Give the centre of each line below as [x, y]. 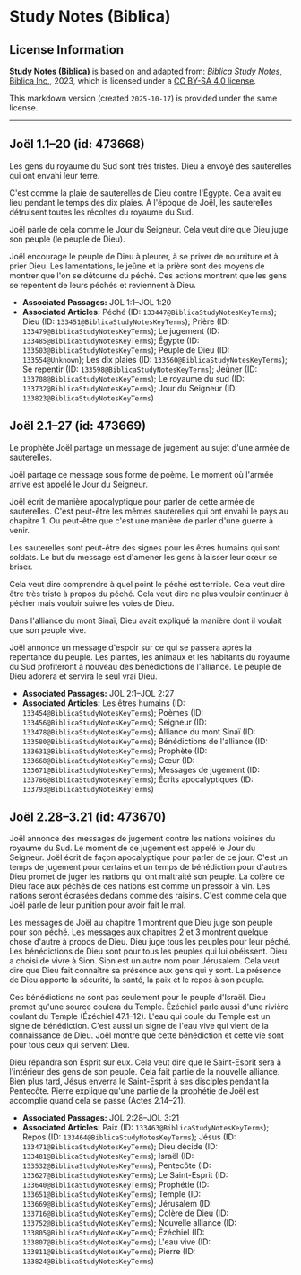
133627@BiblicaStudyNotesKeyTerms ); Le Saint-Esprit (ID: [125, 1175]
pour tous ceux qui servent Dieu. [69, 1045]
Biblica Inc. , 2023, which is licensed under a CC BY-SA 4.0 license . [133, 81]
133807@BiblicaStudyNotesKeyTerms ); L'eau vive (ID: [116, 1242]
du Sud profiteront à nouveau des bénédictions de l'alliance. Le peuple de [146, 666]
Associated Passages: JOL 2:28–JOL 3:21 [101, 1118]
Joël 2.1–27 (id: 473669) [77, 426]
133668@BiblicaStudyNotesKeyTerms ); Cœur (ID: [108, 760]
